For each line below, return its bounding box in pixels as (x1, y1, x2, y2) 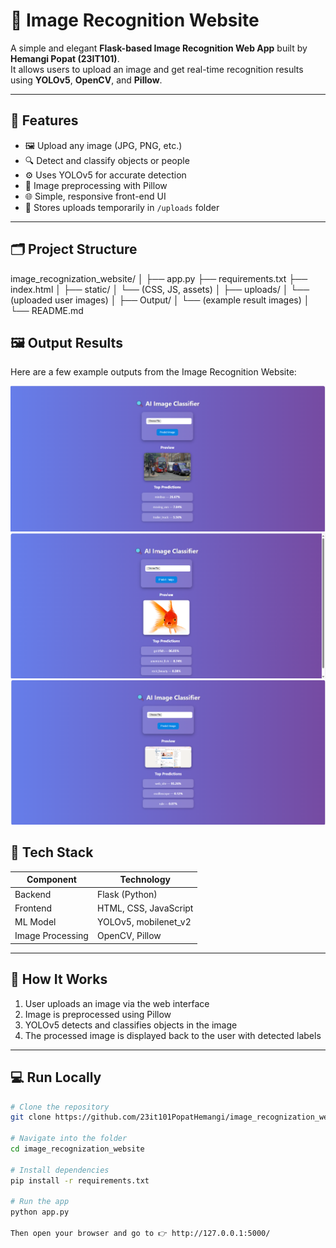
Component (26, 874, 77, 886)
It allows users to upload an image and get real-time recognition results (10, 63, 304, 75)
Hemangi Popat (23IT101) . (10, 52, 120, 64)
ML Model (14, 916, 57, 928)
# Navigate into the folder (10, 1134, 128, 1144)
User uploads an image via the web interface (24, 997, 210, 1009)
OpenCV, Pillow (96, 930, 162, 942)
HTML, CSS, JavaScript (96, 902, 194, 914)
